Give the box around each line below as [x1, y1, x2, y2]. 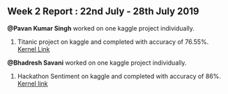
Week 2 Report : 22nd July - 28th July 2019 [7, 6, 199, 17]
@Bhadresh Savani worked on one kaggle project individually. [7, 58, 187, 67]
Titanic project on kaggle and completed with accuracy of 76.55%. [17, 38, 209, 46]
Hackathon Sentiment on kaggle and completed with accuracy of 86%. [17, 72, 222, 80]
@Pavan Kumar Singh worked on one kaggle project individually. [7, 24, 195, 32]
